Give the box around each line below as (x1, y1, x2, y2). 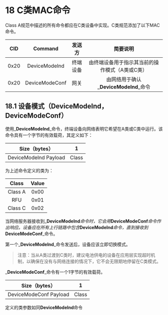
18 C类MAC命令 (5, 5, 71, 16)
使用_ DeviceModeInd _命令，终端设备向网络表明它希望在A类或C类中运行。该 (5, 126, 163, 132)
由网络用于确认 (106, 76, 141, 83)
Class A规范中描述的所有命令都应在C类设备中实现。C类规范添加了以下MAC (5, 22, 160, 28)
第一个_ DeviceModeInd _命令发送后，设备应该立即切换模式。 (5, 241, 131, 247)
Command (33, 45, 58, 52)
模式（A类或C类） (105, 66, 147, 73)
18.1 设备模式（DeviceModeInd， (5, 102, 108, 111)
